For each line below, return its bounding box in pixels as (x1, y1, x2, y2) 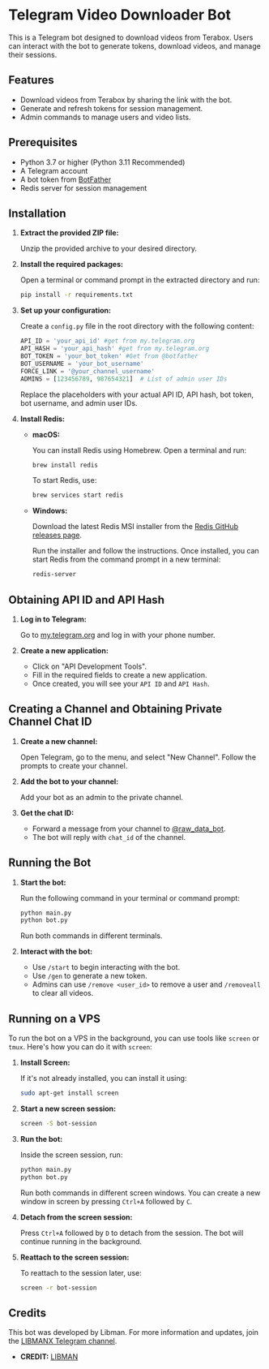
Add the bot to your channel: (19, 777, 119, 786)
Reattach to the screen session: (19, 1252, 130, 1262)
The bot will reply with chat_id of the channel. (32, 832, 186, 842)
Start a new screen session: (19, 1104, 117, 1113)
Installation (8, 206, 66, 220)
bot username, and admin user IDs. (19, 398, 138, 407)
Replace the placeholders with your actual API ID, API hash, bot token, (19, 390, 254, 399)
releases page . (32, 530, 83, 540)
